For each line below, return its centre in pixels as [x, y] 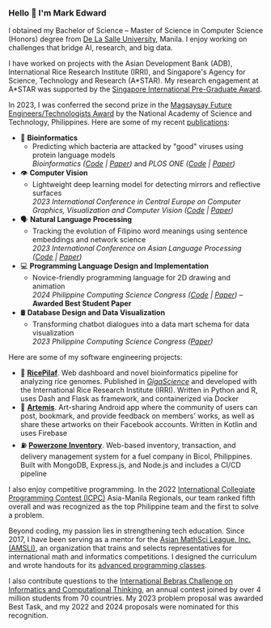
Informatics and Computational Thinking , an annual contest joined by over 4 [135, 590]
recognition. [28, 616]
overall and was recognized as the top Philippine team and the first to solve [133, 506]
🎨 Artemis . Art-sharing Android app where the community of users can [139, 408]
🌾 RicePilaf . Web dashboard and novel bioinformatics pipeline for [129, 373]
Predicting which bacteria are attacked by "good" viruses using [138, 147]
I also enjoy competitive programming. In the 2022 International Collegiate [132, 489]
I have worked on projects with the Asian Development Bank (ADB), [121, 63]
